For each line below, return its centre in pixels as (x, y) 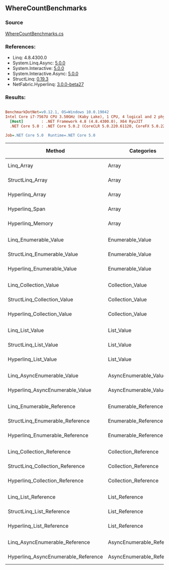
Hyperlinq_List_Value (32, 359)
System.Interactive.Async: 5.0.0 (46, 73)
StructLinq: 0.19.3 (30, 79)
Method (56, 150)
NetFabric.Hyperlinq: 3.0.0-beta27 (48, 84)
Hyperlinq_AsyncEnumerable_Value (50, 390)
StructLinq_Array (28, 180)
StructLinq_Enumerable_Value (43, 254)
